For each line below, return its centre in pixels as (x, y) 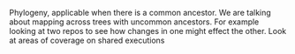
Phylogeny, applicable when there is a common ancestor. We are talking (140, 13)
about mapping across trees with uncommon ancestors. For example (134, 22)
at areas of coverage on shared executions (87, 40)
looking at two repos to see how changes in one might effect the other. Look (148, 31)
